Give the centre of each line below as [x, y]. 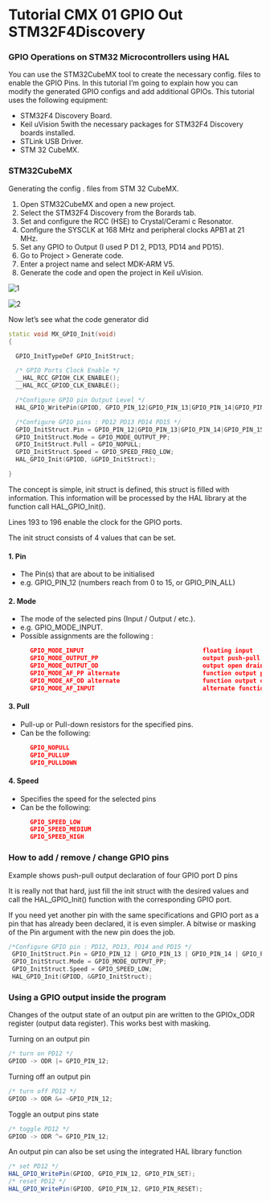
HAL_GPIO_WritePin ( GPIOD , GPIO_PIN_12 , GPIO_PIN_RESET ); [106, 1189]
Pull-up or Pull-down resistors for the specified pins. [106, 724]
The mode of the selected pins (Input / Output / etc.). [107, 619]
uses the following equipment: [58, 100]
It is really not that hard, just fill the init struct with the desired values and [129, 890]
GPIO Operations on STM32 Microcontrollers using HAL [119, 57]
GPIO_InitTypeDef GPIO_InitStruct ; [75, 356]
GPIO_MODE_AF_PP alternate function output [143, 673]
